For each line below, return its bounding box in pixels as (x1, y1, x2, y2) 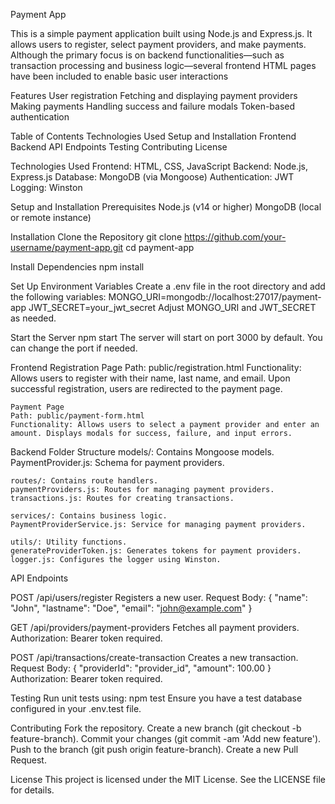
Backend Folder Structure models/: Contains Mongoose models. (10, 446, 275, 458)
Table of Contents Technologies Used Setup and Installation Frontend (10, 130, 297, 142)
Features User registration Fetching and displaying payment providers (10, 90, 298, 101)
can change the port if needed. (10, 342, 138, 354)
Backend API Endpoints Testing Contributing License (10, 141, 228, 153)
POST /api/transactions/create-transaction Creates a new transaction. (10, 652, 299, 663)
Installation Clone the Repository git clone (10, 231, 183, 243)
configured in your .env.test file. (10, 703, 142, 714)
